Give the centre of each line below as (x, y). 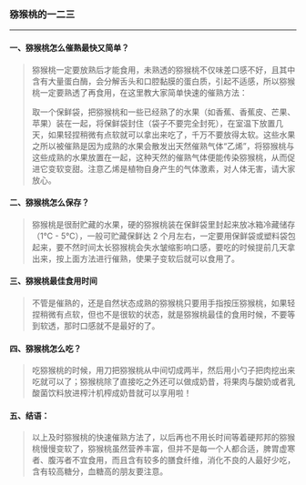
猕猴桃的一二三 (42, 14)
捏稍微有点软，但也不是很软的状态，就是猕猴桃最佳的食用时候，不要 (159, 314)
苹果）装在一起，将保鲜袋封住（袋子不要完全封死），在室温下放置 (153, 123)
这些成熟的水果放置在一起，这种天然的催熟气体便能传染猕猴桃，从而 (159, 157)
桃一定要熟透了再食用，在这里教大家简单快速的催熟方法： (139, 92)
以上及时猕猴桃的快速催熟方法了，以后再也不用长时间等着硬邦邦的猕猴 (163, 438)
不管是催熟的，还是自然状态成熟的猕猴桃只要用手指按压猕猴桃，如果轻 (163, 303)
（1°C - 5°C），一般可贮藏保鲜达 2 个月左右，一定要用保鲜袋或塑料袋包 (163, 236)
